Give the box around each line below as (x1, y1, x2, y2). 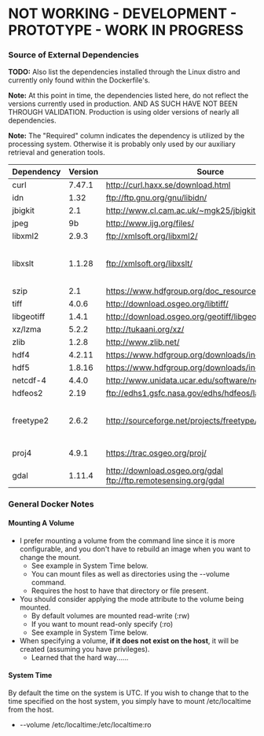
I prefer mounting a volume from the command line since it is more (19, 536, 236, 545)
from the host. (8, 705, 54, 714)
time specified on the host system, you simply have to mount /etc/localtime (8, 696, 251, 705)
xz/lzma (12, 324, 42, 335)
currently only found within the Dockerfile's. (8, 75, 151, 85)
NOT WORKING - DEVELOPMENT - (8, 5, 237, 23)
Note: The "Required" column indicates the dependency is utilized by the (8, 131, 245, 141)
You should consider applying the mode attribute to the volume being (19, 594, 244, 603)
